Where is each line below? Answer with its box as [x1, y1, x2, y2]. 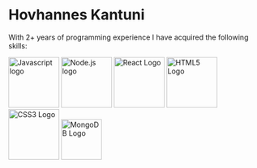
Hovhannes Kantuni [8, 6, 145, 24]
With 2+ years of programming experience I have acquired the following [8, 32, 249, 42]
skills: [8, 40, 28, 50]
